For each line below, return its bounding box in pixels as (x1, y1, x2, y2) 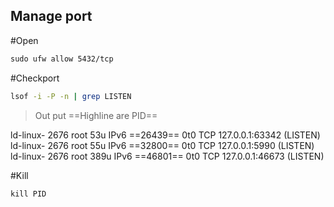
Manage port (10, 8, 93, 25)
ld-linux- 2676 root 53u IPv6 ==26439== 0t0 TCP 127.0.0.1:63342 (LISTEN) (10, 129, 321, 141)
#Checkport (10, 72, 60, 84)
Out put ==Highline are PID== (34, 109, 158, 121)
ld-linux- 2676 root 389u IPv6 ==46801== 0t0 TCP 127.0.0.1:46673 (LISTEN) (10, 150, 325, 162)
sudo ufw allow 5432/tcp (10, 54, 114, 64)
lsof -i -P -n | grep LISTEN (10, 91, 132, 101)
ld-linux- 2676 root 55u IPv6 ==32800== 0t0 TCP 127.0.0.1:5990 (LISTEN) (10, 139, 315, 151)
